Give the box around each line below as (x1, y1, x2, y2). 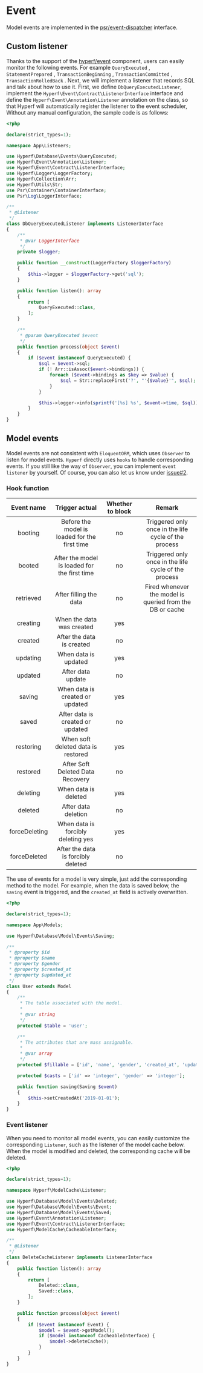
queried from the (143, 598, 192, 606)
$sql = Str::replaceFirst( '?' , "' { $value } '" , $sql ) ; (60, 377, 196, 384)
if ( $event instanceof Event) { (28, 1321, 110, 1328)
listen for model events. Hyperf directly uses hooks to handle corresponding (6, 456, 193, 463)
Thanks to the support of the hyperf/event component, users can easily (6, 57, 184, 64)
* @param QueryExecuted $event (19, 332, 98, 338)
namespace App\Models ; (6, 922, 63, 928)
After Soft (62, 760, 90, 769)
